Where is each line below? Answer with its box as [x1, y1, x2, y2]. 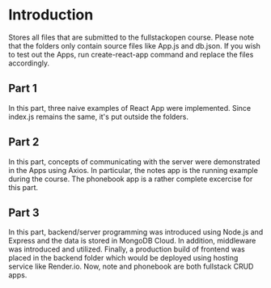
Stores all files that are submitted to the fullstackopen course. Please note [8, 32, 255, 42]
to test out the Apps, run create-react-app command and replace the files [8, 49, 254, 59]
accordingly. [8, 58, 50, 68]
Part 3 [8, 205, 40, 219]
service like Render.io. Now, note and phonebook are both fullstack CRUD [8, 261, 254, 272]
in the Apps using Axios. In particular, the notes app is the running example [8, 165, 259, 175]
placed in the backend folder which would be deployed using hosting [8, 253, 239, 263]
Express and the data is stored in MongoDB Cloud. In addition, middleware [8, 236, 256, 246]
